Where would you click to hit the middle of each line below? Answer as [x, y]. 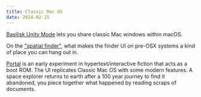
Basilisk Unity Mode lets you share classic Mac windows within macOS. [94, 34]
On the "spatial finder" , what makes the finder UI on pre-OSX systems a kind [101, 46]
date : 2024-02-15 [28, 17]
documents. [21, 89]
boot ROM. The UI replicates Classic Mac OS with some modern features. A [100, 70]
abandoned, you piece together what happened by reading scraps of [91, 82]
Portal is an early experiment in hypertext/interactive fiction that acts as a [97, 64]
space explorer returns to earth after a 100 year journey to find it [85, 76]
